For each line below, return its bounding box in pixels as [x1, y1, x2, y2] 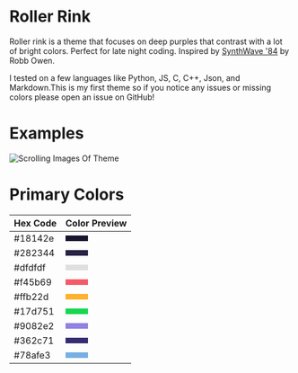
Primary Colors [9, 184, 125, 205]
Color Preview [66, 217, 127, 229]
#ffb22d [13, 290, 49, 303]
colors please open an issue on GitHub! [9, 92, 155, 102]
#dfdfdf [13, 261, 47, 273]
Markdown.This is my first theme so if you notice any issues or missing [9, 82, 272, 93]
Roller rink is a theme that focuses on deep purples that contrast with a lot [9, 36, 283, 47]
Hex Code [13, 217, 57, 229]
